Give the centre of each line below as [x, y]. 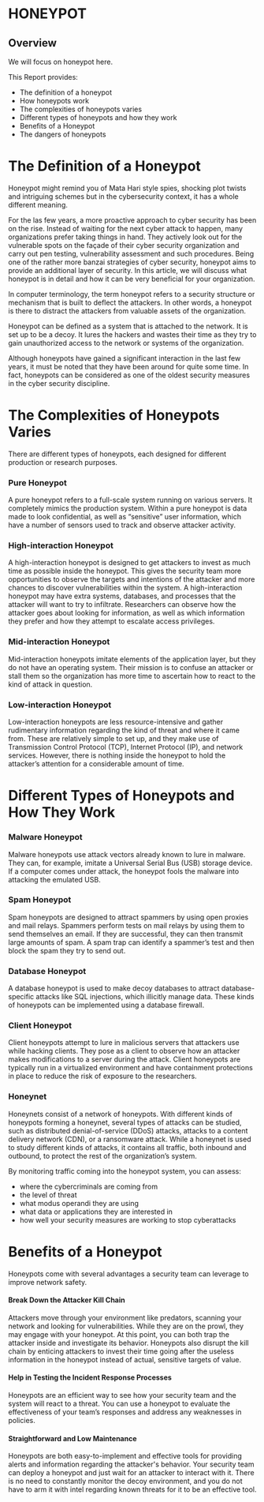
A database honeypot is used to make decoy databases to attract [114, 988]
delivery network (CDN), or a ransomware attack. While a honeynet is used [130, 1139]
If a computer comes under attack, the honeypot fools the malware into [124, 871]
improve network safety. [48, 1282]
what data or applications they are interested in [96, 1212]
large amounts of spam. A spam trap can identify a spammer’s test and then [131, 942]
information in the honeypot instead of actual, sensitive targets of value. [125, 1359]
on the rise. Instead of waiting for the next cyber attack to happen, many [125, 228]
